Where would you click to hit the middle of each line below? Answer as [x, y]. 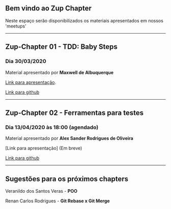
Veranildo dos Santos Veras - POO [41, 191]
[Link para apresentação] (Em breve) [44, 148]
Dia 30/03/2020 [26, 62]
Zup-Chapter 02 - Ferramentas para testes [75, 113]
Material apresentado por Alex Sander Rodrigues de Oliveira [69, 138]
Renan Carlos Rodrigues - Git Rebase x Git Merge [58, 201]
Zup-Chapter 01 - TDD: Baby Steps [62, 47]
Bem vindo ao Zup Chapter [48, 8]
